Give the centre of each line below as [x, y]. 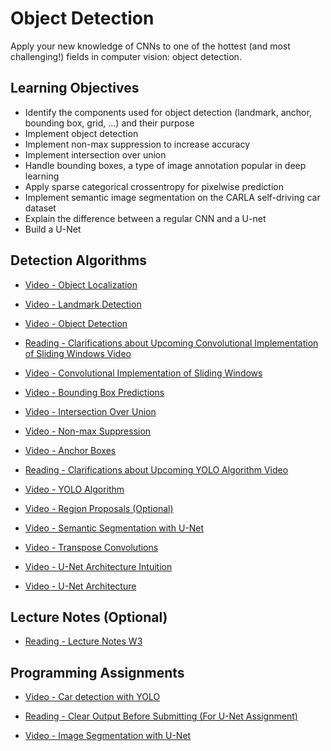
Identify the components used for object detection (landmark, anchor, [168, 112]
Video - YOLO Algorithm [74, 489]
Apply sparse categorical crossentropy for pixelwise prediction [154, 186]
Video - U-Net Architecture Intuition [98, 566]
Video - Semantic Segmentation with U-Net [114, 528]
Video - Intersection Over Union [90, 411]
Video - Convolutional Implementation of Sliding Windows [143, 373]
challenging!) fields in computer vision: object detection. [126, 56]
